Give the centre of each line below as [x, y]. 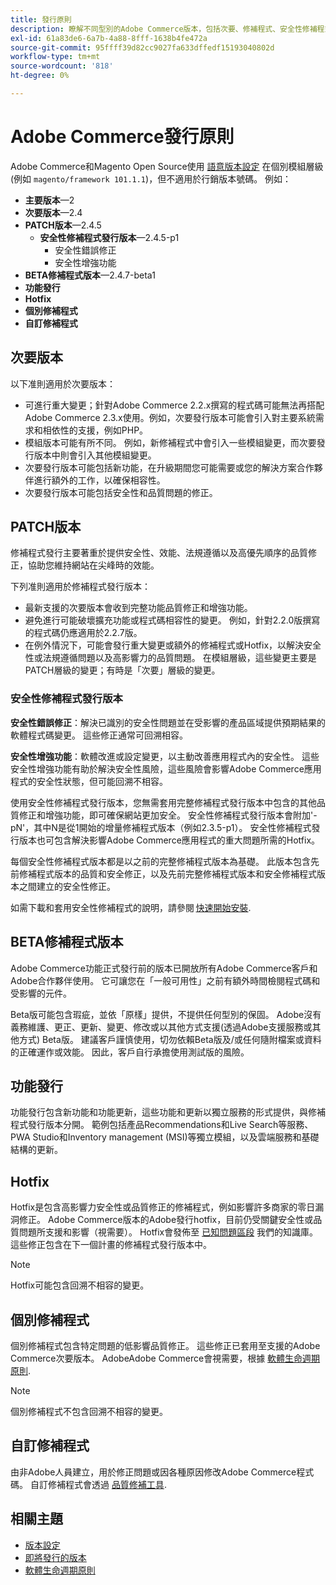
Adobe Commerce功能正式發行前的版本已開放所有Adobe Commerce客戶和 [164, 968]
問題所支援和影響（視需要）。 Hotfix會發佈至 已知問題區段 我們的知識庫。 [168, 1232]
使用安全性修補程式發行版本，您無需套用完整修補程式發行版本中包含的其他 [163, 802]
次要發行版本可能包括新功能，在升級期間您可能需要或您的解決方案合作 [169, 467]
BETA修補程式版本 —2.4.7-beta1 [90, 275]
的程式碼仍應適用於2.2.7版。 [83, 633]
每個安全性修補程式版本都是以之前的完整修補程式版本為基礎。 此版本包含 [160, 861]
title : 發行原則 [41, 19]
